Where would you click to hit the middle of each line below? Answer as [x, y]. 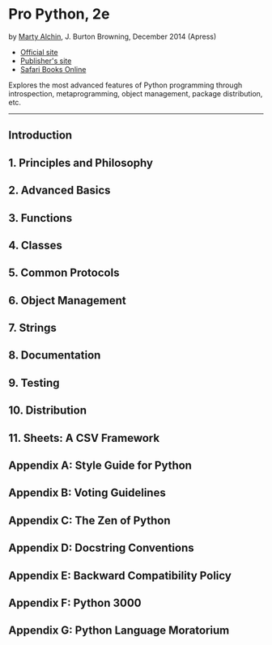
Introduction [40, 136]
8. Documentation [55, 356]
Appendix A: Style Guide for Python [100, 466]
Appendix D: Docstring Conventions [101, 548]
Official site [39, 52]
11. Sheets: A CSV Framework [84, 438]
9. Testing [34, 382]
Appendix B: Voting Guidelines [87, 493]
